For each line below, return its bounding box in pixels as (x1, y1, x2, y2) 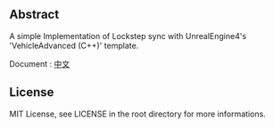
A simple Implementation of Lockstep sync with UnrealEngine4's (9, 30, 247, 41)
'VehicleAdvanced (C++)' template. (9, 40, 139, 51)
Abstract (9, 7, 60, 22)
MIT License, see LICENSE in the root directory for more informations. (9, 108, 266, 119)
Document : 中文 (9, 58, 70, 69)
